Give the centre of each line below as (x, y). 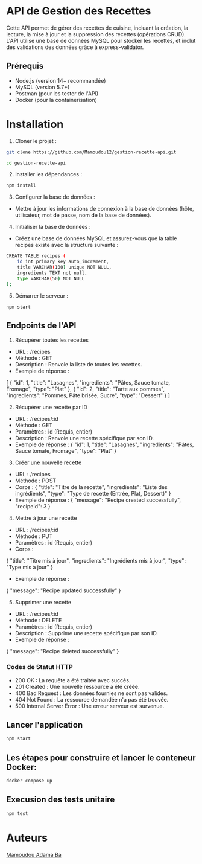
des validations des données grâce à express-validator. (75, 47)
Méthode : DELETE (38, 621)
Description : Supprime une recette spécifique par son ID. (87, 633)
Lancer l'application (45, 725)
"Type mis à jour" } (30, 567)
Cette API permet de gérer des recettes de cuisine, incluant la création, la (97, 28)
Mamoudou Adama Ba (34, 854)
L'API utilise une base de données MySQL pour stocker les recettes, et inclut (101, 40)
